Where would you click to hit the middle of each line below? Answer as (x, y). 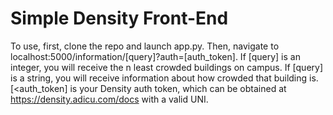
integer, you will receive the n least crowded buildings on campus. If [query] (167, 67)
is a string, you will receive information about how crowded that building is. (164, 78)
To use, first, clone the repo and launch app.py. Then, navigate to (145, 46)
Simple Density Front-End (119, 18)
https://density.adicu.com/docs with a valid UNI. (109, 99)
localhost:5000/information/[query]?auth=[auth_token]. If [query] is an (155, 56)
